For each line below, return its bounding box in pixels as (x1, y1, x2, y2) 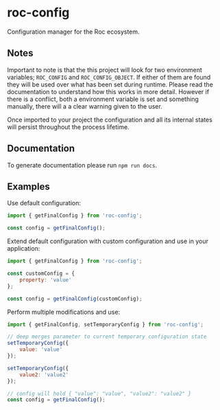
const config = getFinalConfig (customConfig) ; (7, 295, 143, 302)
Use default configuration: (7, 199, 81, 207)
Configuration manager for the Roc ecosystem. (7, 27, 140, 36)
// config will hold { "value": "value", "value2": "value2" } (7, 390, 192, 397)
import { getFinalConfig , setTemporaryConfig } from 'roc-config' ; (7, 321, 204, 328)
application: (7, 244, 40, 253)
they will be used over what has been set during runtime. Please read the (7, 80, 214, 89)
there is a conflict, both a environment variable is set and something (7, 95, 199, 103)
